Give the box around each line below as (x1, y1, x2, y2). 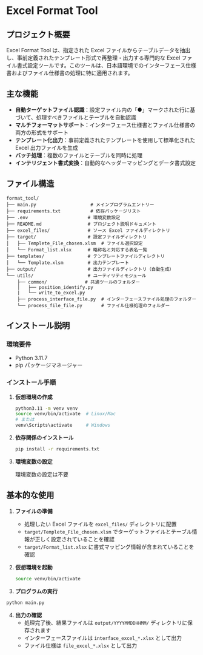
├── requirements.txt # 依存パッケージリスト (6, 208, 141, 214)
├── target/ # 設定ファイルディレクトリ (6, 234, 147, 240)
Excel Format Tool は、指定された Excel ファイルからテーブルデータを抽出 (6, 47, 191, 53)
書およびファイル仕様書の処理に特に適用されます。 (6, 69, 133, 76)
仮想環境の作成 (15, 393, 53, 401)
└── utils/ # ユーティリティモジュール (6, 273, 147, 279)
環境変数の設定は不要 (15, 470, 68, 478)
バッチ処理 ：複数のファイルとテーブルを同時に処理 (15, 151, 142, 158)
